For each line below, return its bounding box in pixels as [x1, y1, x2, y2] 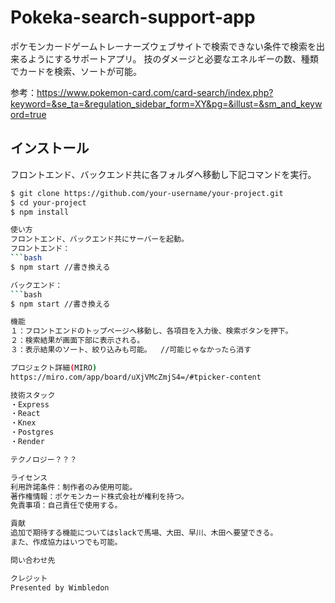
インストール [10, 140, 90, 157]
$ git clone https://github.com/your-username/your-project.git [10, 188, 284, 198]
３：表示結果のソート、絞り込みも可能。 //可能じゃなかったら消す [10, 345, 252, 355]
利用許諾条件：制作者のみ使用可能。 [10, 482, 138, 492]
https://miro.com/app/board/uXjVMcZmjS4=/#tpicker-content [10, 372, 262, 382]
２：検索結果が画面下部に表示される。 [10, 336, 145, 346]
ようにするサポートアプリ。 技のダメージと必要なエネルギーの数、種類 [27, 52, 319, 65]
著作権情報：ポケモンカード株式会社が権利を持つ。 [10, 491, 189, 501]
